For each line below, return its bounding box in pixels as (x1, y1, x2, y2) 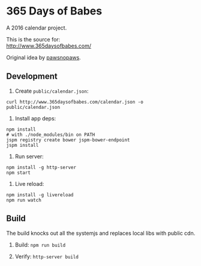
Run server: (14, 152, 44, 160)
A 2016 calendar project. (6, 24, 67, 31)
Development (6, 71, 58, 82)
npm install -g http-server (6, 164, 77, 170)
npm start (6, 170, 31, 176)
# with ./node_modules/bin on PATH (6, 131, 95, 138)
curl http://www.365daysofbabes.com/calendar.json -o (6, 99, 144, 105)
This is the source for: (6, 36, 61, 43)
